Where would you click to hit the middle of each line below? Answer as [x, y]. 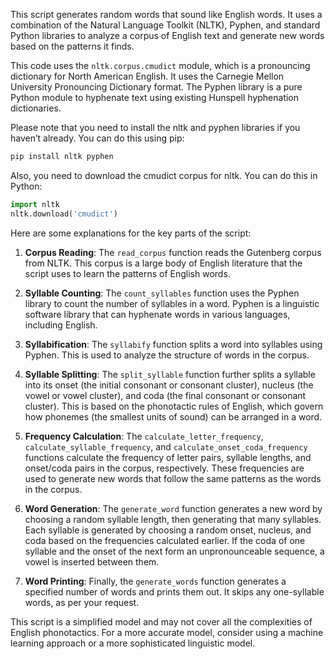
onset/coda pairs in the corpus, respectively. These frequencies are [164, 468]
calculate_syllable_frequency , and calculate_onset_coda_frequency [166, 446]
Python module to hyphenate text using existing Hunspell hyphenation [155, 97]
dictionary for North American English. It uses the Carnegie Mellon [147, 76]
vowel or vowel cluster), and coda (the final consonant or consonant [165, 395]
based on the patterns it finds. [72, 46]
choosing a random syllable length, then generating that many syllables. [173, 519]
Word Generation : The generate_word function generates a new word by [173, 508]
